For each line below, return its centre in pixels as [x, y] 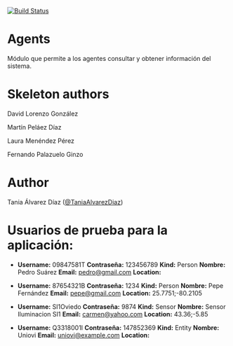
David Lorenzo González [43, 113]
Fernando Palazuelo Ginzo [45, 154]
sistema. [19, 66]
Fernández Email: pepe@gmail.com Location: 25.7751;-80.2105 [109, 293]
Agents [29, 39]
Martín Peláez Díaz [34, 127]
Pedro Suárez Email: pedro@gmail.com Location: [89, 272]
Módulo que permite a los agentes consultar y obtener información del [109, 58]
